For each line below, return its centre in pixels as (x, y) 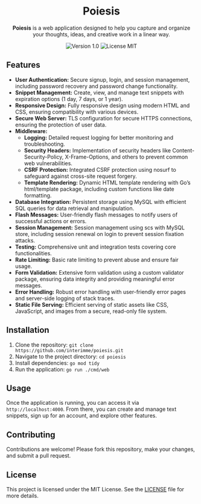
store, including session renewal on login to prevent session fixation (99, 234)
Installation (28, 330)
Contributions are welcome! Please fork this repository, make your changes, (101, 450)
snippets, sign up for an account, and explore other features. (81, 416)
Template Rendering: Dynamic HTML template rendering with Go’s (107, 182)
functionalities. (33, 253)
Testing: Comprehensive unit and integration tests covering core (95, 247)
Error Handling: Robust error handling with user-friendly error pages (100, 292)
